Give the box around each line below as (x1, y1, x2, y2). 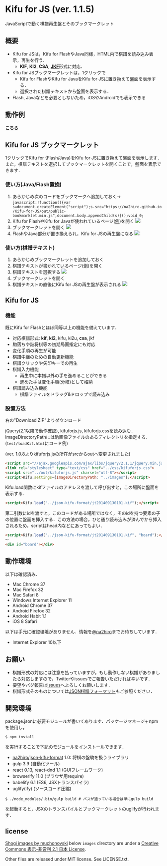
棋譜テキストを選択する (12, 269, 61, 275)
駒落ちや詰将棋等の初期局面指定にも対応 (12, 341, 95, 347)
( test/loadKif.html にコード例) (5, 440, 68, 446)
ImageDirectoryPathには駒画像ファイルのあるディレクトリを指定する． (5, 434, 151, 440)
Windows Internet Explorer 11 (12, 597, 72, 603)
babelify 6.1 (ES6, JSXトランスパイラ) (12, 780, 89, 786)
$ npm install (5, 735, 35, 740)
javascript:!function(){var (12, 200, 71, 205)
